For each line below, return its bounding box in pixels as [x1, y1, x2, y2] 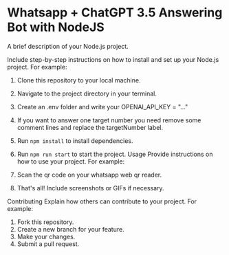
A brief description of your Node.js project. [7, 42, 129, 50]
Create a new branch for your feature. [17, 225, 125, 233]
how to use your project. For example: [17, 157, 125, 166]
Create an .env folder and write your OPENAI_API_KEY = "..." [17, 102, 188, 111]
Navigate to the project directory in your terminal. [17, 89, 157, 98]
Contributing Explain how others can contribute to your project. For [7, 197, 197, 206]
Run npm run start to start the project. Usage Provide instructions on [17, 150, 213, 158]
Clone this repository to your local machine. [17, 76, 141, 84]
